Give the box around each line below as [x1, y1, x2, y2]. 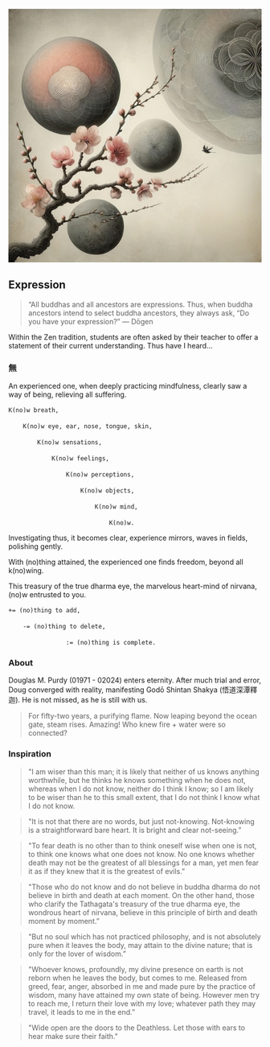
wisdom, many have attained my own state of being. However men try [27, 990, 260, 1000]
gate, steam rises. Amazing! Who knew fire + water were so [27, 719, 227, 729]
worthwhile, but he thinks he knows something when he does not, [27, 775, 247, 785]
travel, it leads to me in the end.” [27, 1007, 135, 1016]
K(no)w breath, [8, 406, 59, 414]
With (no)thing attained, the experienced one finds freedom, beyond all [8, 557, 243, 567]
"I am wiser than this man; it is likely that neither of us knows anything [27, 766, 260, 777]
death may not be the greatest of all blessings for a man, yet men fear [27, 858, 260, 868]
